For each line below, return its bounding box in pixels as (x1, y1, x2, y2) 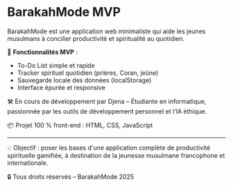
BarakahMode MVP (7, 4, 121, 20)
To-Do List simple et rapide (17, 61, 95, 69)
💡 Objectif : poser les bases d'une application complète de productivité (7, 143, 211, 152)
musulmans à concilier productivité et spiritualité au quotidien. (7, 34, 185, 42)
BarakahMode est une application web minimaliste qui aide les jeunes (7, 27, 206, 35)
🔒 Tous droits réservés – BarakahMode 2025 (7, 172, 135, 181)
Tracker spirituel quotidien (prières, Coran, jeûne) (17, 69, 159, 77)
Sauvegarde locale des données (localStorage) (17, 75, 152, 84)
